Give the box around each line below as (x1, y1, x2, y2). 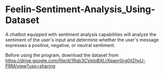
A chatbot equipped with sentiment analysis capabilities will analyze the (5, 31, 157, 37)
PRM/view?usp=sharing (5, 63, 56, 69)
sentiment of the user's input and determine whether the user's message (5, 37, 159, 43)
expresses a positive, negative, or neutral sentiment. (5, 42, 115, 48)
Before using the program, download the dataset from (5, 52, 119, 58)
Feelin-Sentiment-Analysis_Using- (5, 4, 156, 15)
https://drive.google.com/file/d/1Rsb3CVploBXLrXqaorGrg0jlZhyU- (5, 57, 146, 63)
